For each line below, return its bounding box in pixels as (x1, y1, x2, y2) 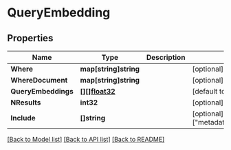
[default (192, 87, 218, 96)
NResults (10, 98, 41, 107)
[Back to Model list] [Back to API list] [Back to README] (7, 136, 165, 143)
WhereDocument (10, 76, 68, 85)
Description (146, 53, 186, 62)
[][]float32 (80, 87, 115, 96)
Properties (7, 32, 54, 44)
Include (10, 114, 36, 122)
